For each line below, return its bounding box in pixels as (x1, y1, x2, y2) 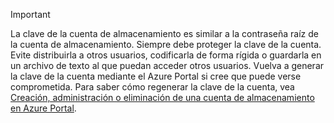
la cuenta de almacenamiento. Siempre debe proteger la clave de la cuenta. (10, 39, 322, 50)
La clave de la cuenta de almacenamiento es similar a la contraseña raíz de (10, 28, 319, 39)
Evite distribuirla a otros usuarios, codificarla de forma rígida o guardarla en (10, 49, 322, 61)
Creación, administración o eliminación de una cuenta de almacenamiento (10, 92, 315, 103)
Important (10, 9, 51, 20)
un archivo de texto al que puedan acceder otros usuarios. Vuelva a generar (10, 60, 325, 71)
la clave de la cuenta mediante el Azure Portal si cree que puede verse (10, 70, 302, 82)
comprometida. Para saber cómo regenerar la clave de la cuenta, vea (10, 81, 295, 93)
